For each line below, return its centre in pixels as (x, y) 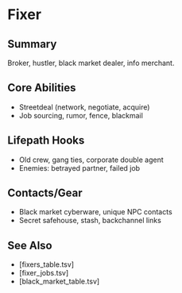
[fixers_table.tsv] (46, 264)
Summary (32, 44)
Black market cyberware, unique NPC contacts (95, 212)
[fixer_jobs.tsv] (44, 273)
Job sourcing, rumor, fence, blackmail (81, 115)
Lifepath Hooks (46, 141)
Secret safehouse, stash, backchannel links (90, 221)
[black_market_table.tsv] (59, 281)
